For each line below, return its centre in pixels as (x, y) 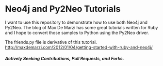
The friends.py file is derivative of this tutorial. (51, 42)
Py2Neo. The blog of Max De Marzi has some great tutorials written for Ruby (81, 27)
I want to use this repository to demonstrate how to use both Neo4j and (76, 22)
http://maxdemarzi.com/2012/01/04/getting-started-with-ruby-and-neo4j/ (79, 47)
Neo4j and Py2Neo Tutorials (63, 9)
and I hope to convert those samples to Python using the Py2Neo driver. (77, 33)
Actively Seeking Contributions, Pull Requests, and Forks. (65, 58)
